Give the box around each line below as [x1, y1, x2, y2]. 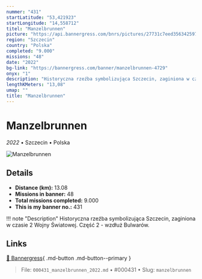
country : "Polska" [6, 43, 52, 49]
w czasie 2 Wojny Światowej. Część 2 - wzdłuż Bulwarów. [6, 221, 150, 228]
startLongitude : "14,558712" [6, 20, 79, 26]
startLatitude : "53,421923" [6, 14, 77, 20]
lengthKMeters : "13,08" [6, 82, 66, 88]
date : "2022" [6, 59, 39, 65]
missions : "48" [6, 54, 44, 60]
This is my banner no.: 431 [14, 203, 82, 210]
